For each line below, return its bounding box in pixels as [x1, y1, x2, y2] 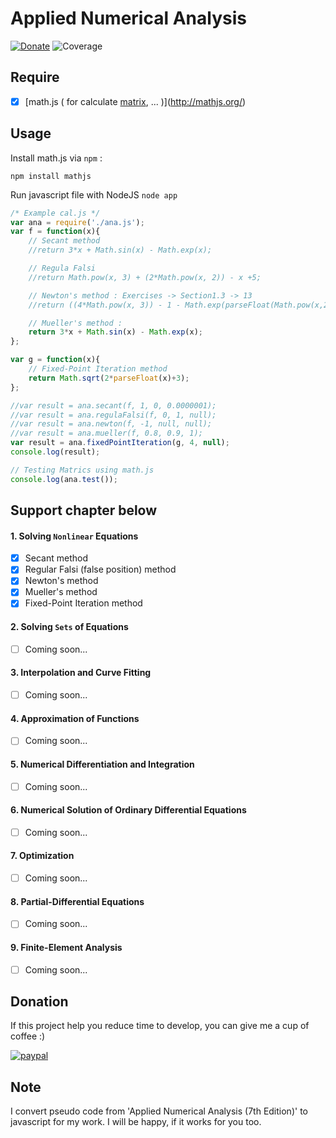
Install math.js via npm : [10, 152, 103, 164]
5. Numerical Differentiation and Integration [10, 758, 195, 770]
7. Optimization [10, 850, 75, 862]
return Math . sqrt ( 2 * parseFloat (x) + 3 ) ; [28, 373, 190, 383]
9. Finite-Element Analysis [10, 941, 123, 953]
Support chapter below [10, 502, 158, 519]
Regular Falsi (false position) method [24, 563, 177, 576]
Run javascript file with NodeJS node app [10, 188, 178, 201]
